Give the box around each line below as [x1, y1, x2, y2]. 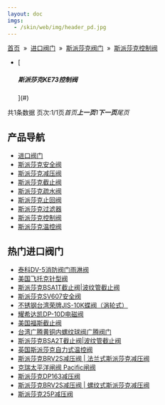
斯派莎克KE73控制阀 [17, 75, 78, 84]
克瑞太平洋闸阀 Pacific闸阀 [17, 363, 96, 372]
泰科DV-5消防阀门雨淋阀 [17, 265, 90, 274]
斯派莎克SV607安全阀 [17, 292, 82, 301]
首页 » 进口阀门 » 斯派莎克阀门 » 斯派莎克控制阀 [7, 44, 158, 53]
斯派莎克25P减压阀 [17, 389, 73, 398]
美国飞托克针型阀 [17, 274, 68, 283]
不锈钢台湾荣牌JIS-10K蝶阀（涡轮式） [17, 301, 128, 309]
